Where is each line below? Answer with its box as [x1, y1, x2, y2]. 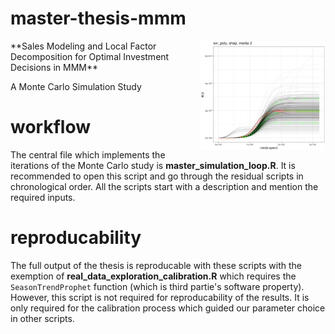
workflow [10, 116, 91, 139]
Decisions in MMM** [10, 61, 99, 73]
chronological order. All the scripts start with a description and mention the [10, 180, 319, 192]
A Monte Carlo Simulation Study [10, 80, 142, 92]
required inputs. [10, 191, 76, 203]
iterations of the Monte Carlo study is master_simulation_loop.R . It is [10, 159, 296, 171]
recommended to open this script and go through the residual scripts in [10, 170, 304, 182]
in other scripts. [10, 312, 75, 324]
